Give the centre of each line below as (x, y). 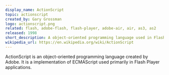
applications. (18, 67)
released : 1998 (21, 33)
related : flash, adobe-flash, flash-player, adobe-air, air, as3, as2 (81, 28)
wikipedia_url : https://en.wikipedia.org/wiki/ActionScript (70, 42)
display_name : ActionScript (35, 10)
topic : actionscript (27, 14)
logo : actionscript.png (30, 24)
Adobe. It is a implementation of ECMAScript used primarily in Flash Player (82, 62)
